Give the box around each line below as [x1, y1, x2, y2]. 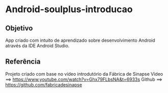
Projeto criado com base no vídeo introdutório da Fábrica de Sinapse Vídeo [5, 71, 163, 77]
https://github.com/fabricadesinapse [5, 81, 82, 87]
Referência [5, 57, 41, 66]
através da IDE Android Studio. [5, 43, 70, 49]
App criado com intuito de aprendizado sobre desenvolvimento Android [5, 37, 155, 43]
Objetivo [5, 24, 33, 33]
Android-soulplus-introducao [5, 4, 133, 15]
